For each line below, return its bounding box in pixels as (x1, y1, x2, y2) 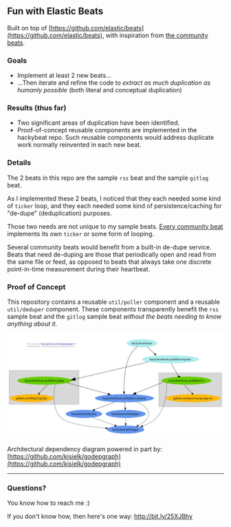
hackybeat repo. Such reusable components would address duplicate (16, 134, 214, 142)
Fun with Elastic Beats (7, 6, 104, 17)
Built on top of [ (7, 23, 52, 32)
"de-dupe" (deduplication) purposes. (7, 209, 112, 217)
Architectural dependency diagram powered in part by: (7, 445, 163, 453)
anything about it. (7, 320, 58, 328)
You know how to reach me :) (7, 499, 91, 507)
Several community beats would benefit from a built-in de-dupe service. (7, 242, 212, 251)
